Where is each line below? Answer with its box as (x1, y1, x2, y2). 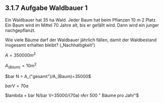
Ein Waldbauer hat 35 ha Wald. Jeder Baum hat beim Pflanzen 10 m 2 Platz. (5, 17, 157, 23)
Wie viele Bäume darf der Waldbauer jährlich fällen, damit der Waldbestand (5, 37, 157, 43)
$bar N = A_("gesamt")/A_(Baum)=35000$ (5, 73, 92, 79)
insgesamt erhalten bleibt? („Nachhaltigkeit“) (5, 42, 95, 48)
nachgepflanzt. (5, 27, 36, 33)
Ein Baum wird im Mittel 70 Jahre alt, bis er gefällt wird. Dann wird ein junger (5, 22, 159, 28)
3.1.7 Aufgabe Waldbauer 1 (5, 4, 88, 12)
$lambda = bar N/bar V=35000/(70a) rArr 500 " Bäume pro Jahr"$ (5, 92, 139, 98)
